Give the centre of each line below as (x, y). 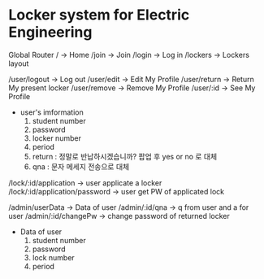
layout (19, 63)
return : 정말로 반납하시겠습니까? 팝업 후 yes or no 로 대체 (125, 156)
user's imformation (52, 112)
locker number (56, 138)
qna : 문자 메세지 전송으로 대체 (81, 166)
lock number (53, 257)
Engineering (50, 32)
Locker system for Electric (99, 15)
